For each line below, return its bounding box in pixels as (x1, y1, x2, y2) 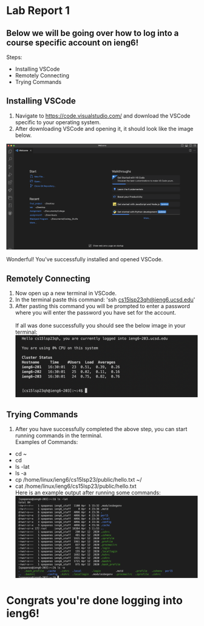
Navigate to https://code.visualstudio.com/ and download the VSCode (15, 112, 191, 119)
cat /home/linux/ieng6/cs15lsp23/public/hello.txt (15, 482, 137, 490)
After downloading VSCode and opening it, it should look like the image (15, 125, 194, 132)
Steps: (6, 54, 22, 61)
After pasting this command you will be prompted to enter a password (15, 302, 190, 309)
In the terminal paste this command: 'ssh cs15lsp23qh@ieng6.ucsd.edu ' (15, 296, 195, 303)
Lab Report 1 (6, 4, 70, 18)
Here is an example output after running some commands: (15, 488, 161, 496)
